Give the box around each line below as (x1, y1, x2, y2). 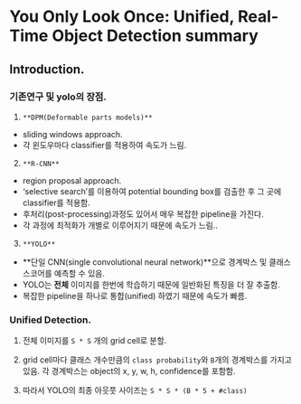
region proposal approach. (22, 174, 122, 186)
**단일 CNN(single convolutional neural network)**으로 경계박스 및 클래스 (22, 256, 291, 268)
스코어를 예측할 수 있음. (22, 268, 106, 278)
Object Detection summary (52, 25, 259, 46)
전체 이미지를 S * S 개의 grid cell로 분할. (22, 335, 167, 346)
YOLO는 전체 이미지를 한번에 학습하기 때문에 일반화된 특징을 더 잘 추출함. (22, 278, 280, 290)
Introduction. (9, 61, 85, 77)
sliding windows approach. (22, 128, 124, 139)
